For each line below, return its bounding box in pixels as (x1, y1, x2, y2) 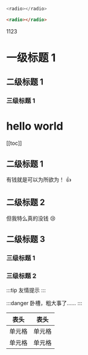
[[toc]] (6, 140, 22, 147)
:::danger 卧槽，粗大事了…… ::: (6, 300, 83, 307)
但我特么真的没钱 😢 (6, 215, 56, 222)
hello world (6, 119, 63, 133)
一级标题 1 (6, 50, 56, 64)
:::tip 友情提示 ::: (6, 286, 46, 294)
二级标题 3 (6, 234, 45, 244)
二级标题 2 (6, 198, 45, 208)
